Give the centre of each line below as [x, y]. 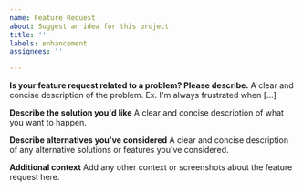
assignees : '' [37, 52]
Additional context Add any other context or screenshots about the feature [151, 167]
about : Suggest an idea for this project [89, 26]
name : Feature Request [52, 18]
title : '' [28, 35]
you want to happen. [48, 123]
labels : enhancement [49, 43]
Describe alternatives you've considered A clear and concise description [149, 140]
